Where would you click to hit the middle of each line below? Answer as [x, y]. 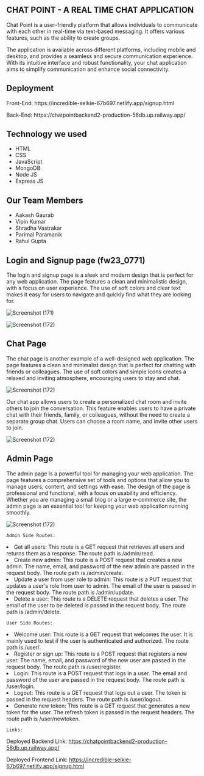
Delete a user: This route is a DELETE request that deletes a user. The [101, 599]
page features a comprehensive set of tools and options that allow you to [98, 480]
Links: [15, 730]
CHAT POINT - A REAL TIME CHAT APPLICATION [100, 10]
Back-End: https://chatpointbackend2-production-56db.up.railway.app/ [96, 115]
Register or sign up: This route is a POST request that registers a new [101, 654]
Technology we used [47, 134]
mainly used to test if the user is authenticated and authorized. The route [98, 640]
